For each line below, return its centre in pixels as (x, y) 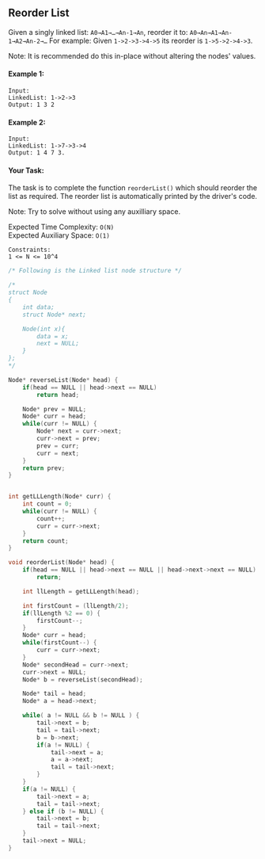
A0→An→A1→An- (211, 32)
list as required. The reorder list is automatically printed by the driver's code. (133, 197)
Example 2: (27, 122)
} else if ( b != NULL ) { (63, 811)
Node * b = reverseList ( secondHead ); (83, 680)
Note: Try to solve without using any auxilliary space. (94, 212)
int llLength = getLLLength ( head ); (81, 591)
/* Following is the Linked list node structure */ (95, 271)
